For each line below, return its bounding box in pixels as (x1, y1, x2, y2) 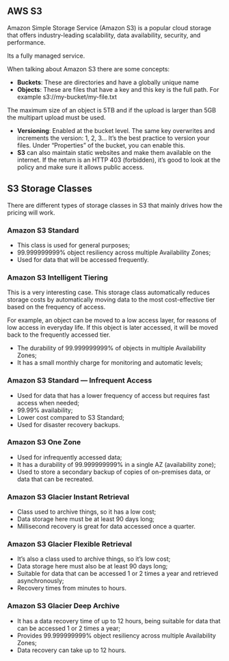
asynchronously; (16, 577, 64, 585)
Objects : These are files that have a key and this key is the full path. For (16, 85, 219, 93)
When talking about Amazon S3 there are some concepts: (7, 64, 170, 73)
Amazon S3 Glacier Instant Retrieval (7, 492, 130, 501)
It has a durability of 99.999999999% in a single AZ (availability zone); (16, 460, 217, 468)
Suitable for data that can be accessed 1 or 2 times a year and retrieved (16, 569, 219, 578)
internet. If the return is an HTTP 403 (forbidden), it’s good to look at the (16, 156, 221, 164)
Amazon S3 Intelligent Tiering (7, 272, 108, 282)
